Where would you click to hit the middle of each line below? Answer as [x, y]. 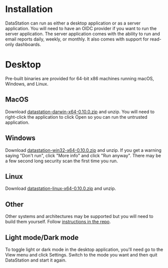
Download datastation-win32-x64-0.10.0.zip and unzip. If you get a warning [83, 150]
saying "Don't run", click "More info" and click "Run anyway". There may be [83, 155]
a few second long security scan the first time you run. [62, 161]
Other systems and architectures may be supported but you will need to [79, 216]
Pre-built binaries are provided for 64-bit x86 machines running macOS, [80, 78]
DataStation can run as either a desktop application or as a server [73, 23]
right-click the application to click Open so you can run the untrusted [76, 117]
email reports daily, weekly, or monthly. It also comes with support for [77, 39]
